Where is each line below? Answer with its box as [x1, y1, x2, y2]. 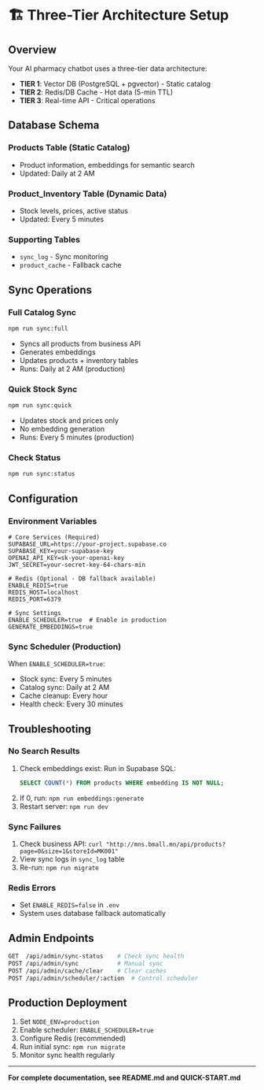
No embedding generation [19, 425, 105, 434]
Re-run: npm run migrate [19, 863, 100, 873]
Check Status [8, 452, 61, 463]
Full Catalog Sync [8, 306, 77, 317]
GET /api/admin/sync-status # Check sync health [8, 952, 185, 961]
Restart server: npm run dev [19, 801, 108, 811]
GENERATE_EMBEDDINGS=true [8, 623, 93, 631]
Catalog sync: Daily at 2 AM [19, 683, 110, 692]
